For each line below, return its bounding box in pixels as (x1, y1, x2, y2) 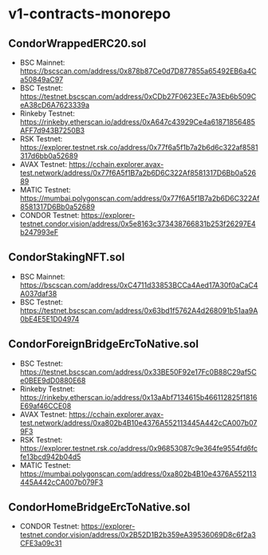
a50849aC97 (19, 75, 64, 84)
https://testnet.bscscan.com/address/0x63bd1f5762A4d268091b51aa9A (19, 305, 258, 315)
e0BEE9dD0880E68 (19, 375, 86, 385)
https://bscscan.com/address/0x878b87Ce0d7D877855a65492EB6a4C (19, 66, 257, 76)
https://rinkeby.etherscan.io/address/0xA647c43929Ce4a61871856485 (19, 117, 255, 126)
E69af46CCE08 (19, 401, 72, 410)
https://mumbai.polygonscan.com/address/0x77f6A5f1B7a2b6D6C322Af (19, 193, 260, 203)
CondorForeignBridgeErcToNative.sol (8, 337, 199, 351)
